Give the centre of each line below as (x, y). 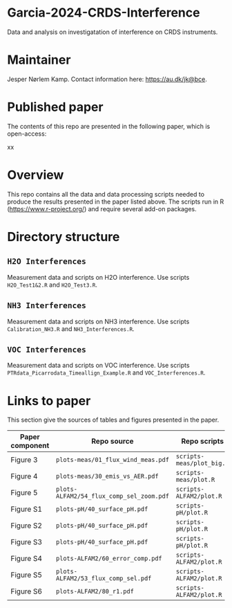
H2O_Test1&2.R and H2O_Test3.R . (52, 285)
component (30, 446)
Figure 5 (24, 493)
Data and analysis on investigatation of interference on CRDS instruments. (113, 32)
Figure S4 (27, 559)
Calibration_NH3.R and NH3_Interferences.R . (71, 329)
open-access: (27, 134)
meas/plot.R (195, 480)
